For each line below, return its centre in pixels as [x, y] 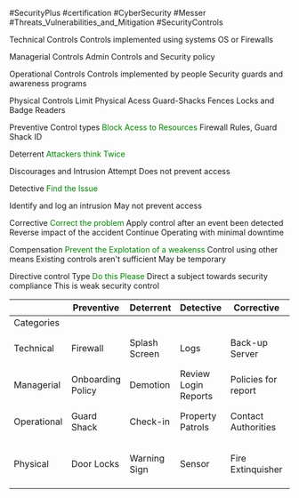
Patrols [194, 427]
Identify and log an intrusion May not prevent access [106, 205]
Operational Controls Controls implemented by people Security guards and [146, 74]
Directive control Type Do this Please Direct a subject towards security [139, 276]
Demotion [150, 385]
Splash [144, 343]
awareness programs [48, 83]
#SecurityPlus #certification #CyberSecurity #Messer [108, 13]
